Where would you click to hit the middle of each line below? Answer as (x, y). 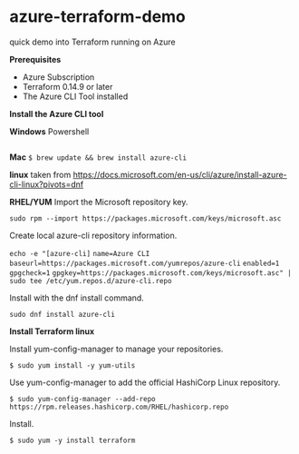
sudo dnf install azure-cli (63, 314)
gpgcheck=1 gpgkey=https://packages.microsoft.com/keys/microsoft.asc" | (150, 273)
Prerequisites (35, 59)
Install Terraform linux (52, 331)
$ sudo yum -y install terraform (72, 440)
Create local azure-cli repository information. (93, 235)
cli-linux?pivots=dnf (47, 184)
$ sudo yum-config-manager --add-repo (82, 399)
